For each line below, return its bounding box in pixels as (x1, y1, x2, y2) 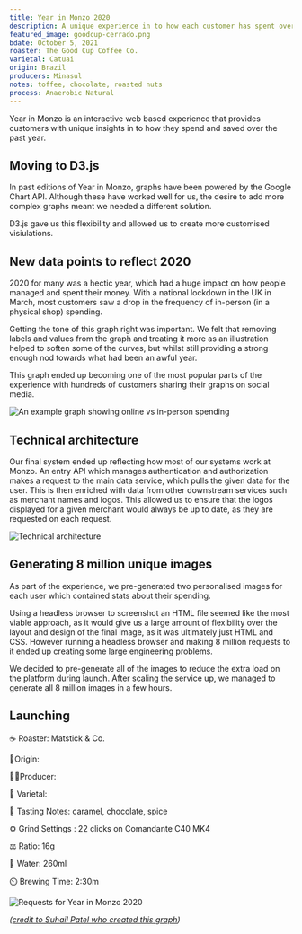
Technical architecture (9, 432, 139, 447)
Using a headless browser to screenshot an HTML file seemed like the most (9, 607, 289, 618)
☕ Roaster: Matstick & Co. (9, 733, 105, 744)
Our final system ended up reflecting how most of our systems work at (9, 455, 271, 467)
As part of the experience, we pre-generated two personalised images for (9, 580, 283, 591)
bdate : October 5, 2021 (9, 38, 99, 48)
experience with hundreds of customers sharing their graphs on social (9, 379, 270, 391)
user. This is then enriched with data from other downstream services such (9, 484, 288, 495)
